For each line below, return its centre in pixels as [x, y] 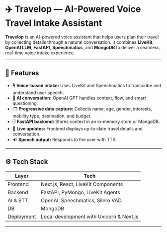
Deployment [22, 217]
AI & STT [18, 200]
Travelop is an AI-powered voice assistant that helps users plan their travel [82, 37]
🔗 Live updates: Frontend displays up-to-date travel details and [78, 128]
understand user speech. [38, 93]
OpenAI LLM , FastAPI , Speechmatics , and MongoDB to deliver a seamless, [83, 47]
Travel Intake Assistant [54, 23]
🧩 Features [22, 73]
